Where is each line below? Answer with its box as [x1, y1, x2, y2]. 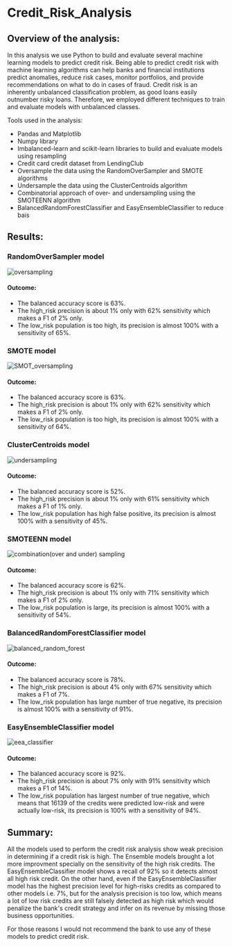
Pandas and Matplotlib [17, 130, 82, 138]
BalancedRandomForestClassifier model [7, 628, 146, 638]
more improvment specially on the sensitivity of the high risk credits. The [7, 860, 215, 868]
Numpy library [17, 137, 58, 145]
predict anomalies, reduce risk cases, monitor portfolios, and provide [7, 73, 204, 81]
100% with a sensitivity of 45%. [17, 517, 108, 525]
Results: [7, 231, 44, 243]
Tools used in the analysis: [7, 116, 83, 124]
